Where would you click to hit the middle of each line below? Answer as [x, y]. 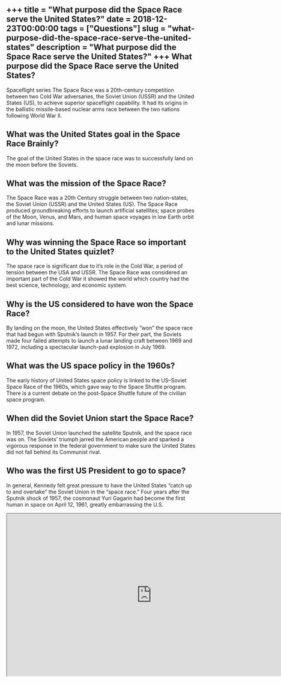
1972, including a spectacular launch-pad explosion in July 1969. [86, 347]
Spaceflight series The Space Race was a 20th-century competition [90, 90]
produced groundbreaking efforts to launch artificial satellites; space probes [101, 211]
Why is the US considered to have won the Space [100, 304]
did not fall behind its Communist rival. [54, 452]
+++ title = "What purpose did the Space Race [94, 10]
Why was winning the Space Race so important [96, 242]
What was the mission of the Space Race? [86, 183]
